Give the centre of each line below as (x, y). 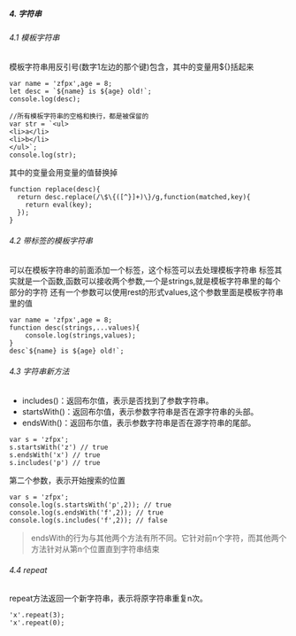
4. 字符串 (26, 13)
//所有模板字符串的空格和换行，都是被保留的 (79, 116)
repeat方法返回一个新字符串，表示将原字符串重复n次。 (108, 599)
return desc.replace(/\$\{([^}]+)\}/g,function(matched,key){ (134, 197)
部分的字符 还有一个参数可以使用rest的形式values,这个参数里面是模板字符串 (147, 291)
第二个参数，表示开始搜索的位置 (67, 480)
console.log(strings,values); (81, 335)
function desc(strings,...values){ (75, 328)
